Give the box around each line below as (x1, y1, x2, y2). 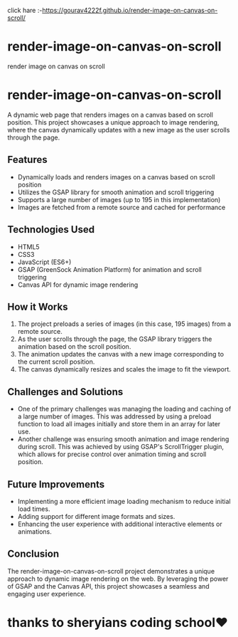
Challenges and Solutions (7, 386, 124, 398)
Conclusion (7, 548, 60, 560)
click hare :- (7, 6, 43, 14)
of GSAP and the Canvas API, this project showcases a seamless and (7, 581, 210, 590)
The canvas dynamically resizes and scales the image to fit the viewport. (17, 365, 231, 374)
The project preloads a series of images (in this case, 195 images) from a (17, 320, 232, 328)
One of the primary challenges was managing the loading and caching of (17, 405, 232, 414)
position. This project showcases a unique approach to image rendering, (7, 117, 220, 127)
